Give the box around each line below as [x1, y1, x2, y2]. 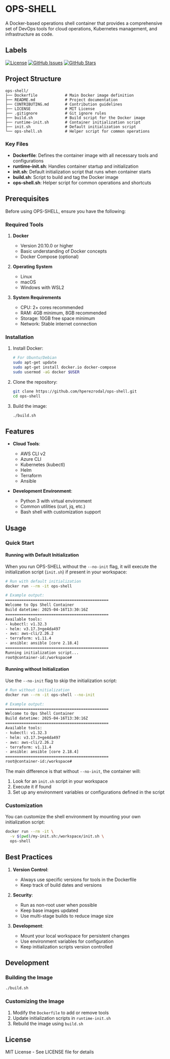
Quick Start [5, 539, 34, 546]
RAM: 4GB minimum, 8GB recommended [20, 310, 107, 316]
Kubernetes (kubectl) [20, 461, 66, 468]
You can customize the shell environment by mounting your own [5, 814, 141, 820]
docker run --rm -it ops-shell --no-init [5, 692, 95, 697]
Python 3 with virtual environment [20, 498, 92, 504]
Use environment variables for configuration [20, 938, 114, 944]
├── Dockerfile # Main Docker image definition [5, 93, 134, 98]
